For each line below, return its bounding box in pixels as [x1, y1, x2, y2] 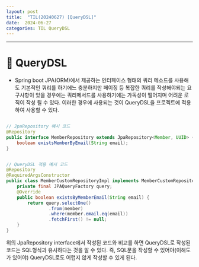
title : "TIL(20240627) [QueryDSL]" [6, 14, 97, 20]
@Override [17, 189, 41, 195]
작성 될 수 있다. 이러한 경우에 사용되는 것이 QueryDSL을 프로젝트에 [25, 99, 181, 106]
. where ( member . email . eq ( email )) [48, 211, 129, 217]
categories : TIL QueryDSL [6, 25, 70, 31]
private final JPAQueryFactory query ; [17, 183, 113, 190]
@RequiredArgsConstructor [6, 173, 70, 179]
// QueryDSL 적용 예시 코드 [6, 161, 68, 167]
